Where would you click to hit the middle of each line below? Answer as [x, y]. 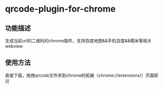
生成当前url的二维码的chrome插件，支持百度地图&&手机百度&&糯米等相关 [78, 41]
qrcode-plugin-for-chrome [60, 9]
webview [14, 46]
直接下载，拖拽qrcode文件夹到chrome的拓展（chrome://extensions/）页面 [80, 75]
